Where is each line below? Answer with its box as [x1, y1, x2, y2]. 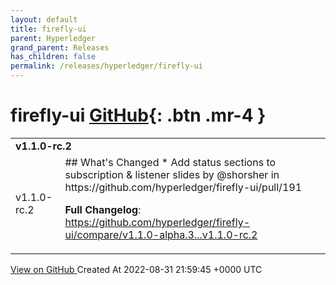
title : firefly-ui [10, 24, 87, 34]
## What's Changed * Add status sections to [64, 155, 277, 169]
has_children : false [10, 52, 97, 62]
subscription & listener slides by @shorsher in [64, 167, 280, 181]
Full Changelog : [64, 202, 142, 216]
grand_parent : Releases [10, 42, 110, 53]
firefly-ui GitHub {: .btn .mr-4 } [10, 104, 267, 127]
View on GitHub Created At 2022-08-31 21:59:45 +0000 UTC [10, 263, 263, 275]
